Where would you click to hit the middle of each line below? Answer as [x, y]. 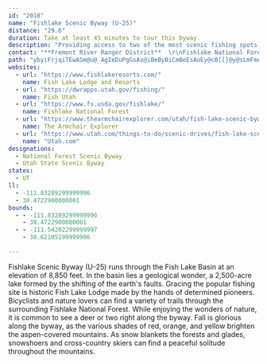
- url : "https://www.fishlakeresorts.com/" [88, 75]
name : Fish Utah [50, 97]
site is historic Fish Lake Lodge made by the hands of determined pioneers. [132, 292]
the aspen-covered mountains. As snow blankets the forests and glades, [127, 334]
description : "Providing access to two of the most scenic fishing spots [133, 45]
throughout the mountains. [52, 351]
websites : [25, 68]
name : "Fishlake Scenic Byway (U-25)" [72, 23]
